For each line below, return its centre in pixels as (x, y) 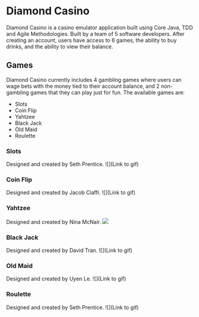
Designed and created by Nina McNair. (54, 221)
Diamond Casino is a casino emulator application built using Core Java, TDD (100, 27)
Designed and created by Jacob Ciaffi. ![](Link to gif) (71, 193)
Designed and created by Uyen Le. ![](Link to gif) (66, 279)
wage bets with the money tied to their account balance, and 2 (83, 86)
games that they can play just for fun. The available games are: (107, 92)
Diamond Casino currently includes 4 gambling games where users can (94, 79)
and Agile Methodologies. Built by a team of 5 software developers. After (95, 33)
